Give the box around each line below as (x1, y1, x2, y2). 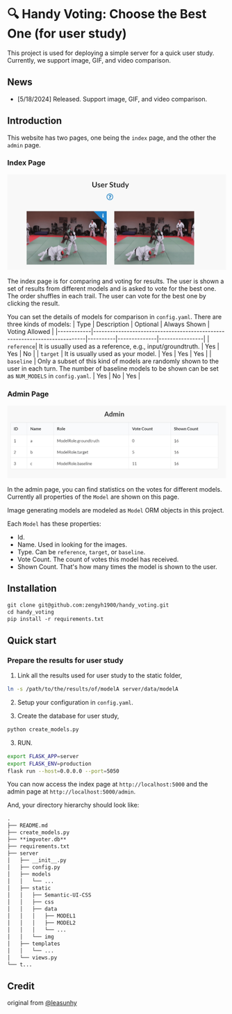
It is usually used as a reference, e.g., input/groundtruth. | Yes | (39, 342, 220, 351)
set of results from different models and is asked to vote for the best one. (7, 284, 217, 293)
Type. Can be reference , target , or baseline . (17, 547, 146, 556)
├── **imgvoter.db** (7, 836, 67, 843)
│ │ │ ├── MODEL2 (7, 919, 76, 926)
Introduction (7, 115, 63, 127)
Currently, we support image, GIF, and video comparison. (7, 56, 172, 64)
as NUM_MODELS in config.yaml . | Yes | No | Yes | (7, 372, 141, 380)
